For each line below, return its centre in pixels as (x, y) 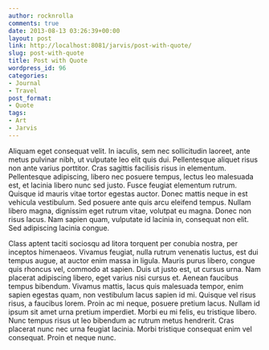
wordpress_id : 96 (37, 68)
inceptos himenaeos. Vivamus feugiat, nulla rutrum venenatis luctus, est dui (133, 252)
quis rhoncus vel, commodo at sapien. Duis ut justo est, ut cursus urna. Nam (134, 269)
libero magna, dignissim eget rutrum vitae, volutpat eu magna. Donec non (130, 211)
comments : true (34, 23)
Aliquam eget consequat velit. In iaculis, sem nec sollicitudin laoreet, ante (129, 150)
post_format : (30, 98)
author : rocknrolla (41, 16)
